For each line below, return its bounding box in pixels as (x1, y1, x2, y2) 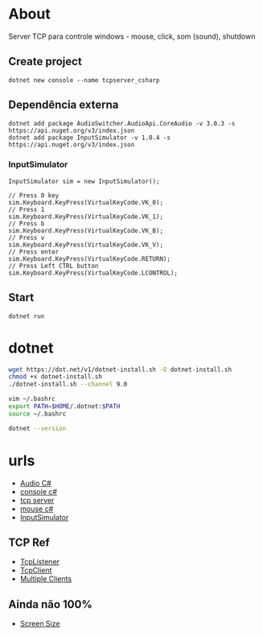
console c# (19, 486, 58, 496)
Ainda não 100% (8, 597, 92, 611)
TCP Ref (8, 536, 50, 550)
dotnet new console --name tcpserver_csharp (8, 76, 160, 85)
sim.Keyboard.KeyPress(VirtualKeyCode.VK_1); (8, 213, 163, 221)
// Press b (8, 219, 45, 228)
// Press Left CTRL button (8, 262, 99, 270)
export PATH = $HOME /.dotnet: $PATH (8, 403, 121, 411)
